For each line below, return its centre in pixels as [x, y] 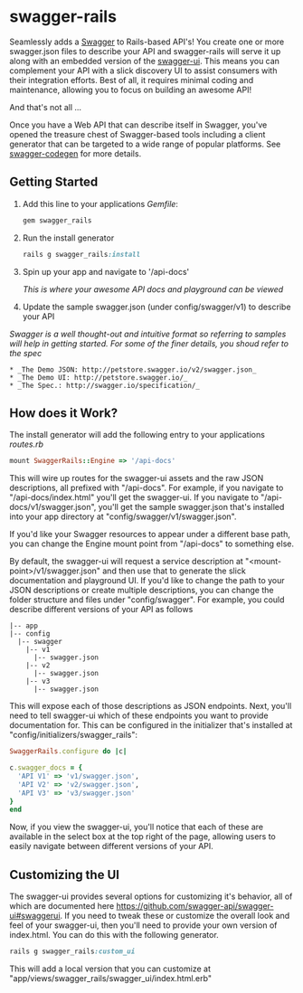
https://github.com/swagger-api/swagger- [195, 906]
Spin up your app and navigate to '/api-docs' [106, 271]
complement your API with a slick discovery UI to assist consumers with [143, 71]
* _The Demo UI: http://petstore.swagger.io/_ [99, 377]
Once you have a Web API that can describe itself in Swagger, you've [138, 125]
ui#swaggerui [35, 916]
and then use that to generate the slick [174, 571]
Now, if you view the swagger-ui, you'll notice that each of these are [137, 827]
